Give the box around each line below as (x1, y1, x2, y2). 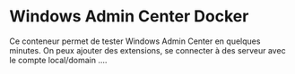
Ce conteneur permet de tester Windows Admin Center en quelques (9, 36, 261, 46)
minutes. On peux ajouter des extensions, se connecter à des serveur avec (9, 45, 286, 55)
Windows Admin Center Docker (9, 6, 249, 27)
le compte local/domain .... (9, 54, 108, 65)
